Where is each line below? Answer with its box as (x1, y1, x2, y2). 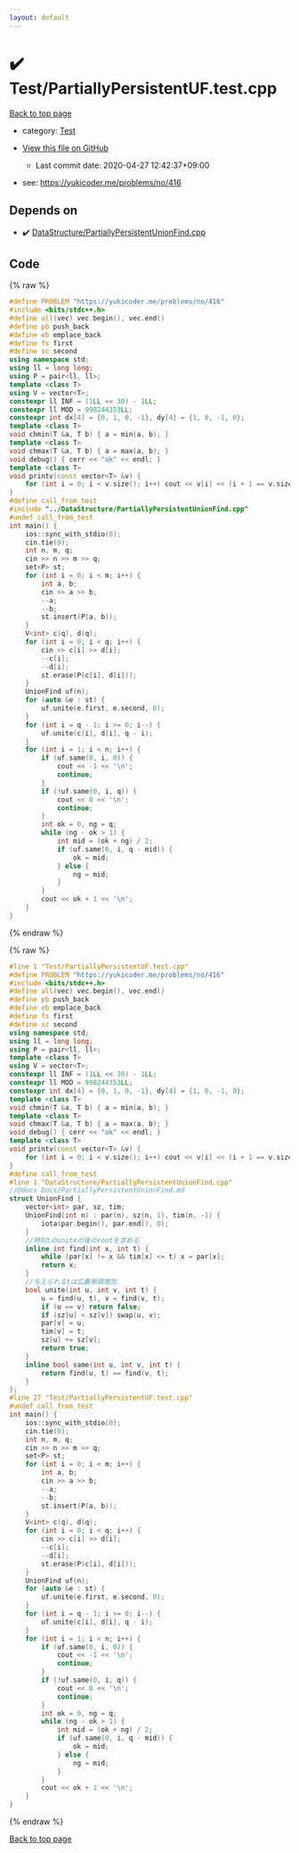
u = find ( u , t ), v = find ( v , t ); (41, 1293, 166, 1303)
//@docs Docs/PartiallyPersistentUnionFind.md (9, 1186, 185, 1195)
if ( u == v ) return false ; (41, 1302, 141, 1311)
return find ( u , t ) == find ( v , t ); (41, 1368, 169, 1377)
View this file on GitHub (21, 142, 109, 153)
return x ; (41, 1260, 77, 1270)
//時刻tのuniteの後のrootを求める (25, 1235, 140, 1245)
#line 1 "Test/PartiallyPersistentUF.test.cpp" (9, 961, 190, 971)
